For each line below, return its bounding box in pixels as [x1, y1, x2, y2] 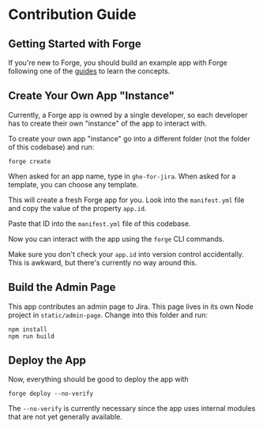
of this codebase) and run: [8, 142, 95, 152]
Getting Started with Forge [8, 37, 142, 51]
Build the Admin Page [8, 280, 116, 294]
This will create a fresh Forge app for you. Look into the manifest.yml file [8, 195, 245, 205]
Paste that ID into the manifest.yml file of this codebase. [8, 219, 191, 228]
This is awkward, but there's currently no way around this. [8, 258, 197, 267]
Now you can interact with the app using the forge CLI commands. [8, 234, 225, 243]
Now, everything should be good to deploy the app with [8, 374, 190, 384]
